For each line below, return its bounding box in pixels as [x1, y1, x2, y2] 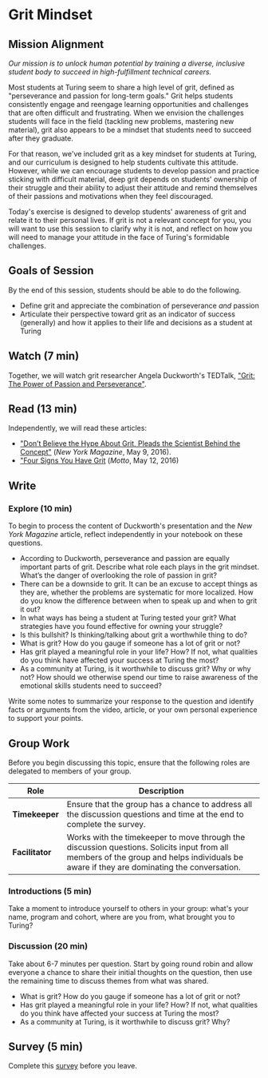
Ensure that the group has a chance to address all [66, 798, 253, 809]
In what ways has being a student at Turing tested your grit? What [19, 613, 237, 623]
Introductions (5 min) [8, 885, 92, 897]
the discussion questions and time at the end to [66, 809, 245, 820]
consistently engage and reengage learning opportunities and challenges [8, 100, 249, 109]
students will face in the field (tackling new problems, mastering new [8, 117, 235, 125]
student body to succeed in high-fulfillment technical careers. [8, 67, 212, 77]
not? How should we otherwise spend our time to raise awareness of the [19, 673, 258, 682]
